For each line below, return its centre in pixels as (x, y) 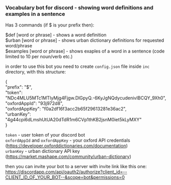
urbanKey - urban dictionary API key (43, 151)
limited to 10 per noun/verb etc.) (39, 57)
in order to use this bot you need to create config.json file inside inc (77, 67)
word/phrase (19, 46)
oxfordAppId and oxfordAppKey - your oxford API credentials (68, 140)
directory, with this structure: (36, 72)
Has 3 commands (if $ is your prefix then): (50, 25)
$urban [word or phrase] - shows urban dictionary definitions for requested (85, 40)
